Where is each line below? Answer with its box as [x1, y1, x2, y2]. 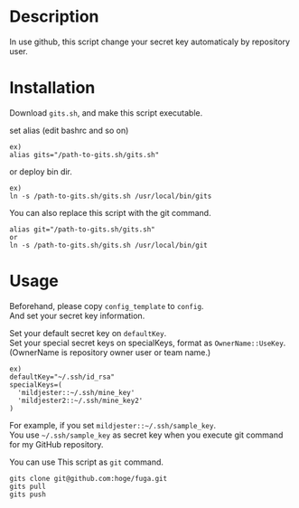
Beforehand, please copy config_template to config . [9, 300, 204, 311]
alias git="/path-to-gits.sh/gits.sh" [9, 224, 155, 234]
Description [9, 6, 99, 27]
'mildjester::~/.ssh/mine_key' [17, 388, 135, 397]
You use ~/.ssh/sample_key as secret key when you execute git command [9, 429, 284, 440]
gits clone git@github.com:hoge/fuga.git [9, 474, 168, 483]
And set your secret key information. [9, 310, 145, 321]
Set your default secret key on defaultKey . [9, 327, 167, 338]
